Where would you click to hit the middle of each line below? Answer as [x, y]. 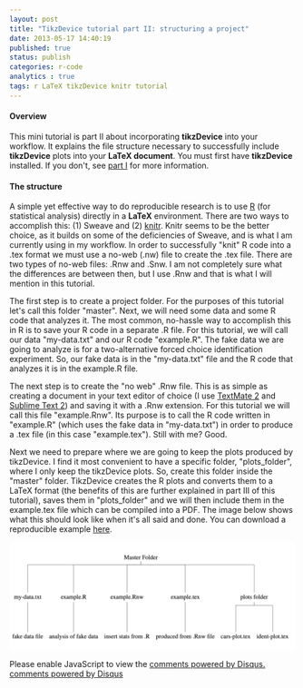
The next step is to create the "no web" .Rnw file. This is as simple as [139, 387]
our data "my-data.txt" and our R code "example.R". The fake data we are [147, 339]
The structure [36, 186]
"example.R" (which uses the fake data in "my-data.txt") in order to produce [151, 425]
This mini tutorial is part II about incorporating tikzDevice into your [134, 136]
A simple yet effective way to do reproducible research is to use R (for [140, 206]
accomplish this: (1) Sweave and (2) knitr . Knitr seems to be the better [140, 226]
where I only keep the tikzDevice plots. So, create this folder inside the [142, 471]
